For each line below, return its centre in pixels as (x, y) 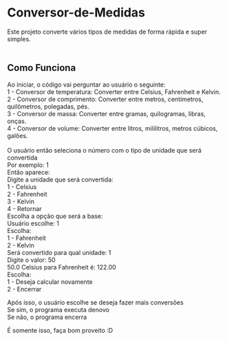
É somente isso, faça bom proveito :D (60, 330)
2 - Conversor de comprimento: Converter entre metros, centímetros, (105, 99)
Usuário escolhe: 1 (33, 223)
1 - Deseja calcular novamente (50, 282)
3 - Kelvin (21, 201)
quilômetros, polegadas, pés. (48, 106)
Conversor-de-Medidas (76, 13)
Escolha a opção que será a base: (55, 216)
